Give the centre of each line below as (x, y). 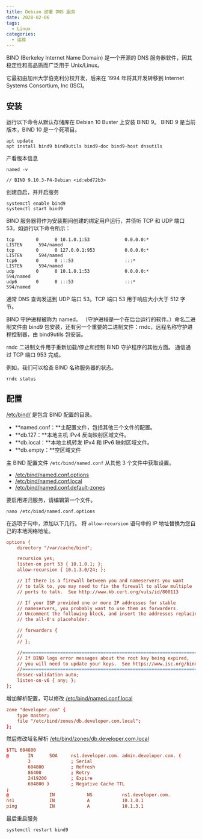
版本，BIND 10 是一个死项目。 (43, 129)
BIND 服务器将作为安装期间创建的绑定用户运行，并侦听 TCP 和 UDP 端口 (96, 220)
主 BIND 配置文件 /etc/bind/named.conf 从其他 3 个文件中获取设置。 (90, 463)
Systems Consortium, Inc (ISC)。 (47, 86)
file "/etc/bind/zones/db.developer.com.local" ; (79, 721)
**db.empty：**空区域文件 (48, 450)
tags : (13, 23)
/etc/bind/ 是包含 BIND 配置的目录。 (50, 414)
